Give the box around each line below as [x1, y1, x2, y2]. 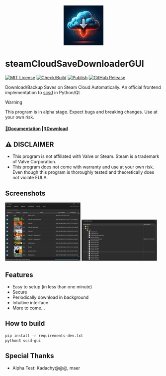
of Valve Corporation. [12, 159, 57, 165]
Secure [12, 289, 27, 295]
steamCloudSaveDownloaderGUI [5, 58, 144, 70]
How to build [5, 319, 45, 328]
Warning [5, 99, 22, 105]
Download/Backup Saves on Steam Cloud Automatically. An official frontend [5, 84, 162, 90]
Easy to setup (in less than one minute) [12, 284, 92, 290]
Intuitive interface [12, 300, 49, 306]
